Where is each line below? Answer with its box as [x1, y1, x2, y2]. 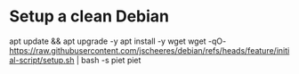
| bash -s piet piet [76, 54, 141, 65]
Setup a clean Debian [9, 6, 170, 27]
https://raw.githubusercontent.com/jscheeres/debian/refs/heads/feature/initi [9, 45, 290, 55]
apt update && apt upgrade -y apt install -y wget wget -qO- [9, 36, 227, 46]
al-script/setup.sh [9, 54, 75, 65]
